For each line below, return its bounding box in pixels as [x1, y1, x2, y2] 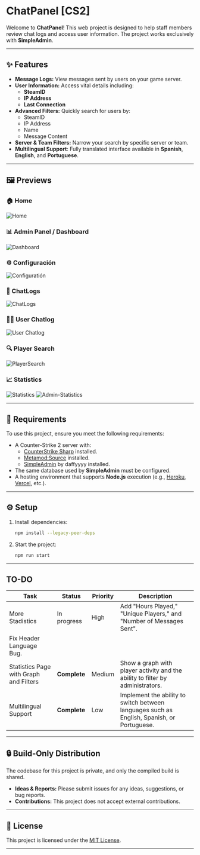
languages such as [120, 706, 173, 715]
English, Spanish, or [120, 713, 176, 722]
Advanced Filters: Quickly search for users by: [14, 107, 131, 114]
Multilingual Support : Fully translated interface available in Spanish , [14, 145, 183, 152]
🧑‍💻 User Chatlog [6, 315, 55, 324]
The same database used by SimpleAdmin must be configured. [14, 467, 171, 474]
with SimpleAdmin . [6, 36, 54, 44]
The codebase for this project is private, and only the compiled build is [6, 767, 180, 774]
